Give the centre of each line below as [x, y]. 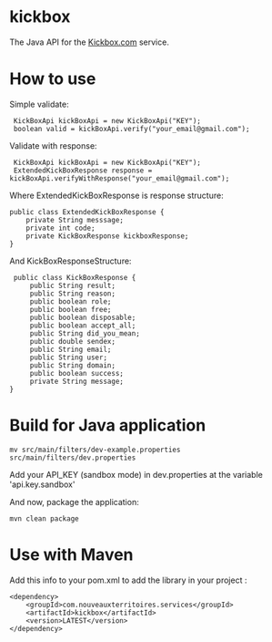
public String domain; [73, 365]
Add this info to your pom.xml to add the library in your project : [128, 580]
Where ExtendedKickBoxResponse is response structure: [117, 195]
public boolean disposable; [83, 317]
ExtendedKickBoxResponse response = [83, 171]
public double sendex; [73, 341]
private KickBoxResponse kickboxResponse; [107, 236]
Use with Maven [71, 554]
